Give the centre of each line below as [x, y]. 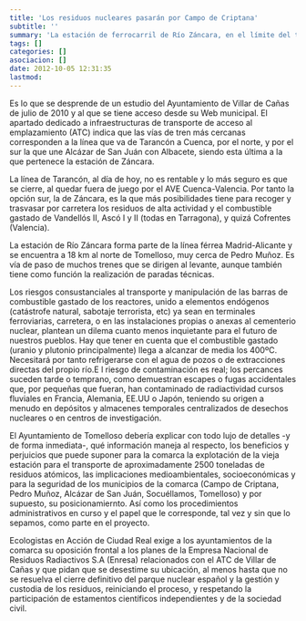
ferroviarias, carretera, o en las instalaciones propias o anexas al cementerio [153, 321]
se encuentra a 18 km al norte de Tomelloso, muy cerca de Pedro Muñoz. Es [152, 254]
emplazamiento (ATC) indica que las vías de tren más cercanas [127, 132]
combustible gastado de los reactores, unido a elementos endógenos [139, 301]
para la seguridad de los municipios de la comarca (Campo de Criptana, [144, 483]
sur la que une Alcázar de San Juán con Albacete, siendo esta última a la [146, 151]
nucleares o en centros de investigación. [86, 418]
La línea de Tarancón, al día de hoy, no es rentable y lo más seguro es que [149, 179]
